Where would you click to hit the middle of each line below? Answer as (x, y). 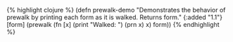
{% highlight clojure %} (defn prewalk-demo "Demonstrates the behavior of (116, 10)
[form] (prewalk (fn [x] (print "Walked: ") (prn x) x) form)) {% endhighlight (113, 24)
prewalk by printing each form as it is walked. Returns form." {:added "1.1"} (115, 17)
